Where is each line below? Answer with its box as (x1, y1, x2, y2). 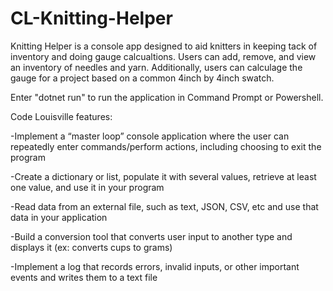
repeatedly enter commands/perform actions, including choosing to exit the (10, 140, 322, 152)
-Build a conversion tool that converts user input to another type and (10, 230, 293, 242)
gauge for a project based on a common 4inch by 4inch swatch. (10, 72, 275, 84)
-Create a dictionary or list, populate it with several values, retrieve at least (10, 170, 317, 182)
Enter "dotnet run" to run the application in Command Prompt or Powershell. (10, 91, 324, 103)
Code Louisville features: (10, 110, 113, 122)
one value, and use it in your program (10, 181, 165, 193)
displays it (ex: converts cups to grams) (10, 241, 173, 253)
